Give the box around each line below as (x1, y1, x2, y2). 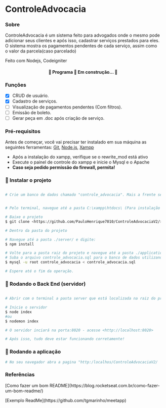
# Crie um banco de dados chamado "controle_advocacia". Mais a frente (5, 192, 156, 198)
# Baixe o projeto (5, 214, 43, 220)
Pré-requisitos (5, 128, 41, 135)
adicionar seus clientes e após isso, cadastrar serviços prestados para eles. (5, 38, 160, 44)
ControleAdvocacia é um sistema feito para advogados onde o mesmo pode (5, 32, 160, 38)
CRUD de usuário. (12, 93, 49, 99)
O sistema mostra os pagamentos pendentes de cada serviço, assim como (5, 43, 157, 49)
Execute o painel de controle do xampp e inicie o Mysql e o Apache (12, 159, 150, 165)
